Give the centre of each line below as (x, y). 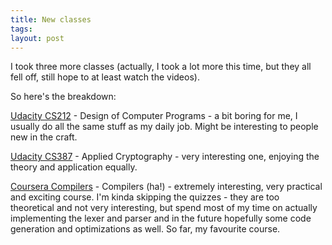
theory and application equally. (74, 167)
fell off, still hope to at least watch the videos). (105, 77)
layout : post (37, 38)
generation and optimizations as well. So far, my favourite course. (145, 229)
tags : (21, 29)
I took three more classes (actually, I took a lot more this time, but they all (161, 67)
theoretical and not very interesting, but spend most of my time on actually (164, 208)
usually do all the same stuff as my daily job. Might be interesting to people (164, 127)
